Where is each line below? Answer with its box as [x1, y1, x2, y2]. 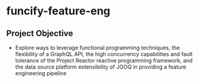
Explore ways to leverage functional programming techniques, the [15, 44, 180, 51]
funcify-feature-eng [6, 4, 110, 18]
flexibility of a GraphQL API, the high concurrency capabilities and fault [15, 51, 193, 58]
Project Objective [6, 28, 73, 38]
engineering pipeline [15, 70, 67, 76]
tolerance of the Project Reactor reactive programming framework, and [15, 57, 193, 64]
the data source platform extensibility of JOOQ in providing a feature [15, 63, 187, 70]
